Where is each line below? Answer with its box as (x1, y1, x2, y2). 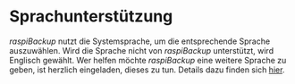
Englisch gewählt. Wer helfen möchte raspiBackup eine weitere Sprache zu (9, 55, 287, 65)
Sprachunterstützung (9, 6, 173, 27)
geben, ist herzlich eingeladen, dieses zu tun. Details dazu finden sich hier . (9, 64, 285, 75)
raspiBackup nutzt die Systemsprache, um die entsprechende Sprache (9, 36, 271, 46)
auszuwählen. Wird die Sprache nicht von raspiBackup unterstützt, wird (9, 45, 274, 55)
